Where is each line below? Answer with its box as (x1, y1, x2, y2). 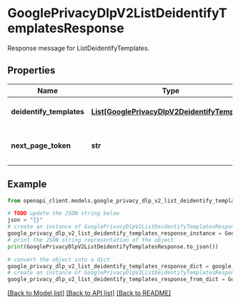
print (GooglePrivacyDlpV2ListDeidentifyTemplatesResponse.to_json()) (7, 243, 219, 250)
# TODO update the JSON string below (7, 210, 120, 217)
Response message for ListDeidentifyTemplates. (7, 44, 150, 52)
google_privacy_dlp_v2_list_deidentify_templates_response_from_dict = (7, 276, 225, 283)
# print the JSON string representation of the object (7, 236, 174, 243)
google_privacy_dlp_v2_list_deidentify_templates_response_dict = (7, 263, 209, 270)
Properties (7, 64, 56, 76)
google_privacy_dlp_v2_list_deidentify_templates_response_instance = (7, 230, 222, 237)
